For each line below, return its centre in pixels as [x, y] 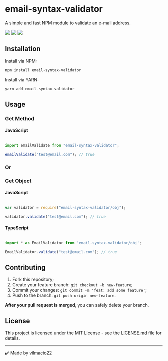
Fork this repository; [33, 280]
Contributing [25, 268]
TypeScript [17, 228]
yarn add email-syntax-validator [40, 89]
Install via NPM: [21, 61]
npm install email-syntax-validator [43, 70]
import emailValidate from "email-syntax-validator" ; [62, 146]
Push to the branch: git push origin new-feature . [64, 295]
